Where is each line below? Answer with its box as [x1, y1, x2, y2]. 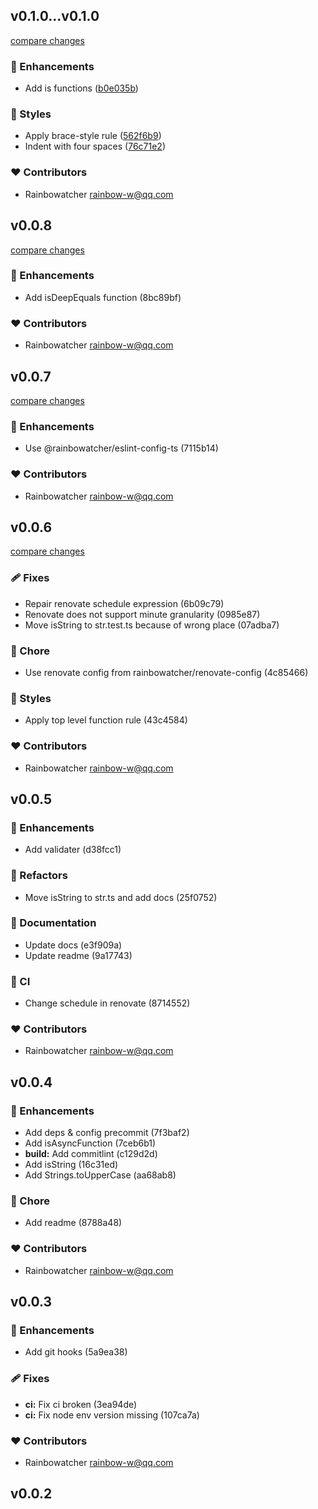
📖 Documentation [10, 916, 97, 930]
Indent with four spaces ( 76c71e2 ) [24, 140, 167, 153]
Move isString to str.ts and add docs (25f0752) [24, 891, 218, 903]
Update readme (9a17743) [24, 949, 133, 961]
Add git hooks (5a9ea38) [24, 1346, 128, 1358]
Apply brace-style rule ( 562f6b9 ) [24, 130, 162, 142]
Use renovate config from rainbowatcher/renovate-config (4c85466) [24, 666, 309, 678]
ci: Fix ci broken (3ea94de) [24, 1398, 138, 1410]
